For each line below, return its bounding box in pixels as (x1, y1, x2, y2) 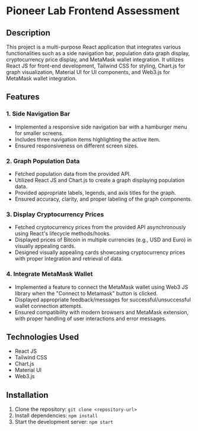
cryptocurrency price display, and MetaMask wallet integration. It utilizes (6, 56, 184, 63)
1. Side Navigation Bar (6, 110, 71, 118)
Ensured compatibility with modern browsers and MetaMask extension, (14, 308, 189, 316)
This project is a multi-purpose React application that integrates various (6, 43, 181, 50)
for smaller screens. (14, 129, 64, 137)
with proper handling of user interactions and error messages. (14, 315, 167, 322)
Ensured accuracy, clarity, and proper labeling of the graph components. (14, 195, 193, 202)
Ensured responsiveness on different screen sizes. (14, 142, 139, 149)
